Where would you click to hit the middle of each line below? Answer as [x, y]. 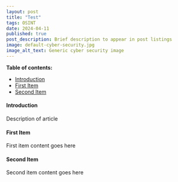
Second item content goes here [45, 172]
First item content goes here [41, 146]
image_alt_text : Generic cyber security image [65, 51]
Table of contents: [29, 67]
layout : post [22, 12]
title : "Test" [24, 17]
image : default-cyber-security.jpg [50, 45]
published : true [26, 34]
